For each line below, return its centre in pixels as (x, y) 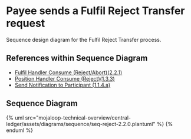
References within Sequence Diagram (77, 58)
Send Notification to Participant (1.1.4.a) (62, 85)
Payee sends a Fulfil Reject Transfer (95, 11)
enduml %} (20, 130)
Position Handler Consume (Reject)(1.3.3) (65, 78)
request (26, 23)
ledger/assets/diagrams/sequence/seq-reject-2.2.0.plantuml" (81, 124)
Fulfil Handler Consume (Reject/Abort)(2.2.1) (68, 72)
